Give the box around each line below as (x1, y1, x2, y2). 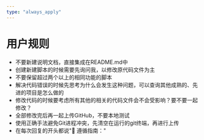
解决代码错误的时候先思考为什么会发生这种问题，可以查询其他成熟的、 (15, 81, 193, 88)
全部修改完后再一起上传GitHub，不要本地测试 (15, 111, 130, 119)
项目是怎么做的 (26, 89, 64, 96)
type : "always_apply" (6, 9, 62, 15)
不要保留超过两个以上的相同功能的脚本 (15, 74, 112, 81)
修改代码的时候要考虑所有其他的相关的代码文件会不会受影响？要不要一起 (15, 96, 198, 103)
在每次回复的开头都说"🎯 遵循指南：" (15, 127, 106, 134)
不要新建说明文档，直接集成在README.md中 (15, 58, 128, 66)
